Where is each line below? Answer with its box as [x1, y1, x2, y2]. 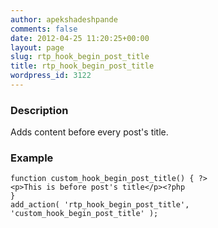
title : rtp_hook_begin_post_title [10, 61, 155, 71]
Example [10, 151, 54, 165]
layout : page [10, 42, 65, 53]
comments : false [10, 24, 78, 34]
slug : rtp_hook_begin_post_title [10, 52, 150, 62]
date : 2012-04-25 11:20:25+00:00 [10, 33, 150, 43]
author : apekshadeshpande [10, 14, 118, 25]
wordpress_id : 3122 [10, 71, 92, 81]
